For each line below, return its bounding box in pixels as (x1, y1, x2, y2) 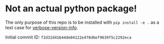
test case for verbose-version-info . (5, 24, 78, 30)
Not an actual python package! (5, 3, 137, 14)
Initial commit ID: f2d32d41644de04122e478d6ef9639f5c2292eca (5, 34, 132, 40)
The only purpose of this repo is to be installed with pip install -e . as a (5, 19, 159, 25)
